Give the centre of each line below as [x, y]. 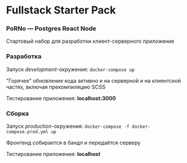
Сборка [18, 113]
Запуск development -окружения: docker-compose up [70, 69]
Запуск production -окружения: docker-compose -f [68, 126]
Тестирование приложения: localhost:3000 [61, 98]
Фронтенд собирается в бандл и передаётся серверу [74, 143]
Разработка [24, 56]
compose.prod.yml [27, 132]
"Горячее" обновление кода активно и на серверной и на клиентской [93, 80]
